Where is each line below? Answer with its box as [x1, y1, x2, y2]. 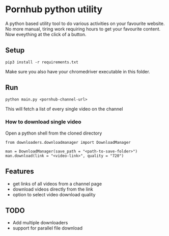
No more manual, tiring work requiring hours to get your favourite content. [5, 25, 161, 32]
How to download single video [5, 118, 81, 125]
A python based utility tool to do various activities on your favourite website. [5, 20, 165, 27]
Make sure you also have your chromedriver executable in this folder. [5, 68, 150, 74]
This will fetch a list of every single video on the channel [5, 106, 123, 112]
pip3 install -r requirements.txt [5, 60, 79, 65]
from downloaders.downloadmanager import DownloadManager [5, 140, 131, 145]
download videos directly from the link [12, 186, 93, 192]
